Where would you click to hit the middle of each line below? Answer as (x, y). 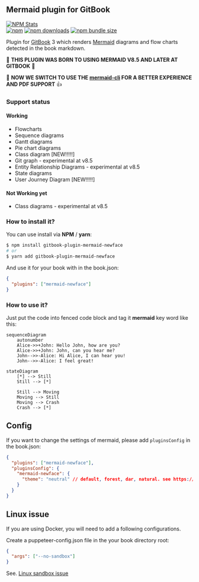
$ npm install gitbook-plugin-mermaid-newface (65, 246)
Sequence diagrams (39, 135)
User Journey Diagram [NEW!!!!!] (55, 179)
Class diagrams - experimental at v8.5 (61, 206)
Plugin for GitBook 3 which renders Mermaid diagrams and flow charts (92, 42)
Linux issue (28, 515)
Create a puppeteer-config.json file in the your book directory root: (88, 540)
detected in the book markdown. (46, 48)
